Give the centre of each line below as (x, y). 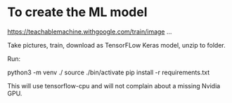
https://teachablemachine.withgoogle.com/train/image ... (90, 32)
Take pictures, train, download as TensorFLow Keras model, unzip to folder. (117, 45)
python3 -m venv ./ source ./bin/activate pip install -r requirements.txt (109, 72)
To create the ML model (77, 12)
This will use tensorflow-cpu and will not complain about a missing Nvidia (114, 85)
